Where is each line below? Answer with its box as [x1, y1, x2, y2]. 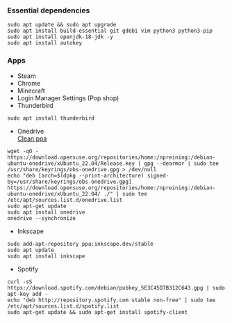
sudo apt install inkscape [7, 253, 85, 260]
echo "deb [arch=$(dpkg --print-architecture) [7, 172, 144, 179]
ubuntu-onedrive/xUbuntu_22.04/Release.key [7, 159, 135, 167]
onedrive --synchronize [7, 214, 76, 221]
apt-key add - [7, 290, 49, 297]
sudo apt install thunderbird [7, 114, 95, 122]
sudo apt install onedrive [7, 208, 85, 216]
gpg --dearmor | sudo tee [143, 159, 219, 167]
